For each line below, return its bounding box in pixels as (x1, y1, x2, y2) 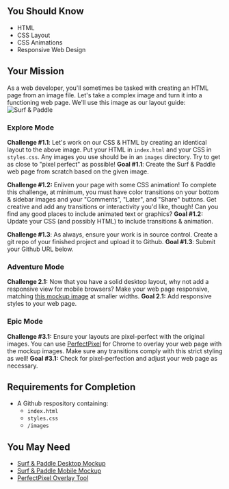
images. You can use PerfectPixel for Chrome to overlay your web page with (7, 339, 222, 348)
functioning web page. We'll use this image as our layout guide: (7, 98, 186, 106)
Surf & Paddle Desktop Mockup (16, 460, 106, 468)
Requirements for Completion (7, 381, 136, 393)
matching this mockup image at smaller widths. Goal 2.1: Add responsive (7, 292, 212, 300)
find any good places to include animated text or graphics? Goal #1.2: (7, 209, 204, 218)
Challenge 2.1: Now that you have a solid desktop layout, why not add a (7, 278, 209, 286)
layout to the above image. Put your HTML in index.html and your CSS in (7, 145, 212, 154)
